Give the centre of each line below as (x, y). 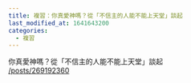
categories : (28, 30)
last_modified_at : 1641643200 (59, 23)
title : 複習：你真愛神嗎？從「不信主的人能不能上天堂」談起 (95, 16)
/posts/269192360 (39, 71)
